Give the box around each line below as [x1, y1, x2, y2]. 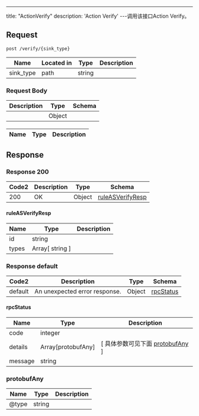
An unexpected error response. [34, 287, 121, 295]
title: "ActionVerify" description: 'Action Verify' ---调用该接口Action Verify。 [6, 12, 190, 20]
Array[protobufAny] [40, 343, 95, 351]
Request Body [6, 87, 47, 95]
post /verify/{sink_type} [6, 46, 70, 52]
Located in [41, 59, 72, 67]
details [9, 343, 28, 351]
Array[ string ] [31, 244, 71, 252]
